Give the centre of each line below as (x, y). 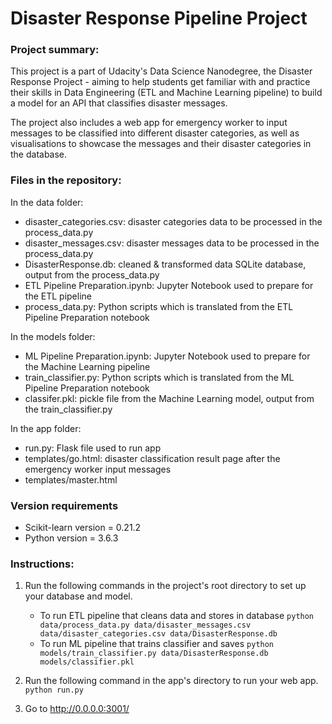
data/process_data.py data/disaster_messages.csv (145, 625)
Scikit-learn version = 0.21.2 (83, 528)
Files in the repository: (66, 180)
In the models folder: (53, 336)
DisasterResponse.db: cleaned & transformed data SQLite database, (165, 264)
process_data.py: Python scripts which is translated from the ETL (159, 306)
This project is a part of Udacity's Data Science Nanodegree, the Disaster (161, 71)
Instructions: (42, 564)
